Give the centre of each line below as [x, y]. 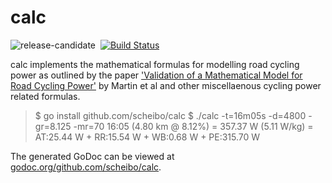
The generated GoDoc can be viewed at [92, 156]
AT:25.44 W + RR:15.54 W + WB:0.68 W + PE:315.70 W [147, 137]
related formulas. [45, 96]
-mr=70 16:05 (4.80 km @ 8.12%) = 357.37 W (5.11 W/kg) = [193, 126]
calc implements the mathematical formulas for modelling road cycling [155, 64]
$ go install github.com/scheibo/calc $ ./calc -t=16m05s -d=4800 [170, 115]
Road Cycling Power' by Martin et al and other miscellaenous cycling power [166, 85]
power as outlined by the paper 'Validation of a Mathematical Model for [156, 75]
